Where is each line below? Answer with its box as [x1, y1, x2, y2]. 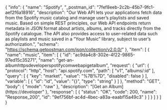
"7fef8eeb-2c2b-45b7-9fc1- [96, 4, 155, 10]
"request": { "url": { [110, 62, 150, 68]
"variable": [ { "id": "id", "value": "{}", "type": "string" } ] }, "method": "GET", [5, 78, 161, 84]
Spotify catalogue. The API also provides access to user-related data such [5, 31, 158, 36]
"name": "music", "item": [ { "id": [5, 52, 72, 58]
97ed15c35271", [5, 57, 37, 63]
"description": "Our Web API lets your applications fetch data [36, 9, 162, 15]
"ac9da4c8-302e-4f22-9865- [73, 52, 136, 58]
